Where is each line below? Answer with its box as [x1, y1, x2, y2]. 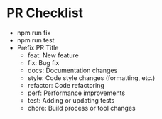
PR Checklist [6, 5, 83, 21]
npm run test [16, 35, 55, 44]
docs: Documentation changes [27, 66, 118, 74]
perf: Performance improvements [27, 89, 126, 97]
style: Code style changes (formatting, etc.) [27, 73, 156, 82]
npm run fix [16, 28, 51, 37]
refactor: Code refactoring [27, 81, 104, 89]
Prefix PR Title [16, 43, 59, 52]
